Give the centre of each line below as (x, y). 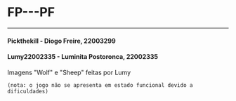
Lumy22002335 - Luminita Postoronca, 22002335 (83, 57)
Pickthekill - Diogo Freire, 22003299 (61, 41)
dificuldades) (28, 91)
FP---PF (31, 12)
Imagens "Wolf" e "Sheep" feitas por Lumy (69, 72)
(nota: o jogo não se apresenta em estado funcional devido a (100, 85)
